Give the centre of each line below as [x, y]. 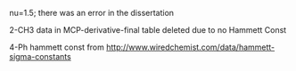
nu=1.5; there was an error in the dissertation [92, 13]
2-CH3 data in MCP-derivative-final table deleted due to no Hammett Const [148, 30]
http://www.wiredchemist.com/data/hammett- [190, 47]
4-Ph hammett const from [57, 47]
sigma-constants [40, 56]
